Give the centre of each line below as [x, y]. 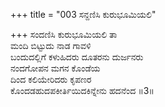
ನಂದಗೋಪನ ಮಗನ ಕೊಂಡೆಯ [55, 68]
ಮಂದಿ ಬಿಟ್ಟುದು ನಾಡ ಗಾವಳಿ [51, 45]
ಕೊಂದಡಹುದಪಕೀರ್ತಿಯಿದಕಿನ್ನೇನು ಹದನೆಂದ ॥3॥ [82, 90]
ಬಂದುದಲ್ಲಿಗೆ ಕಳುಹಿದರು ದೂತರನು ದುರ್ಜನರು [77, 57]
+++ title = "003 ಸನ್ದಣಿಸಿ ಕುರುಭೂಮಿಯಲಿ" [83, 14]
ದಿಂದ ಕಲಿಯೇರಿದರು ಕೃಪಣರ [51, 79]
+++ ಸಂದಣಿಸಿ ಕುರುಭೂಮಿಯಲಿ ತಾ [64, 34]
